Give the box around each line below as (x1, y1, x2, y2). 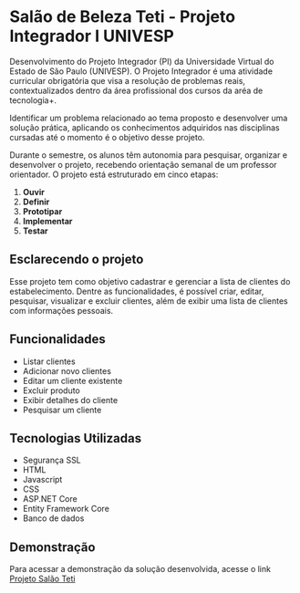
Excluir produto (22, 385, 80, 396)
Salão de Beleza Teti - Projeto (9, 6, 235, 27)
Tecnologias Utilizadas (9, 431, 142, 446)
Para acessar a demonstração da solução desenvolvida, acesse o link (9, 564, 272, 575)
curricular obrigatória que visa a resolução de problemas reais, (9, 75, 246, 86)
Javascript (22, 474, 63, 485)
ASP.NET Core (22, 494, 78, 505)
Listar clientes (22, 356, 76, 367)
